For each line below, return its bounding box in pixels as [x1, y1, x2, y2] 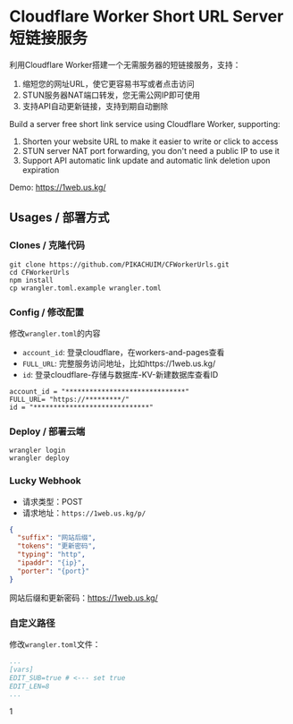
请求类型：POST [21, 496, 83, 507]
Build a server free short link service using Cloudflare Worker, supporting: [9, 118, 280, 129]
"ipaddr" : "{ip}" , [17, 558, 87, 567]
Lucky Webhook [9, 474, 82, 487]
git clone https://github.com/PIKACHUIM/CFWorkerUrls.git [9, 260, 230, 269]
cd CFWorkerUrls [9, 268, 70, 277]
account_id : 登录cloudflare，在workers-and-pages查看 [21, 346, 225, 357]
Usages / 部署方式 [9, 210, 110, 226]
